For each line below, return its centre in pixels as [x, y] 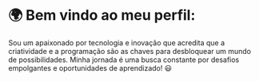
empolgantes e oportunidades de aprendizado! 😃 [90, 67]
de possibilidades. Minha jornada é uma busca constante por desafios [124, 60]
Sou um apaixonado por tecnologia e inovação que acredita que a [117, 42]
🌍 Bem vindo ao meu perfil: [102, 15]
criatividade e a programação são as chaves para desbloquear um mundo [130, 51]
